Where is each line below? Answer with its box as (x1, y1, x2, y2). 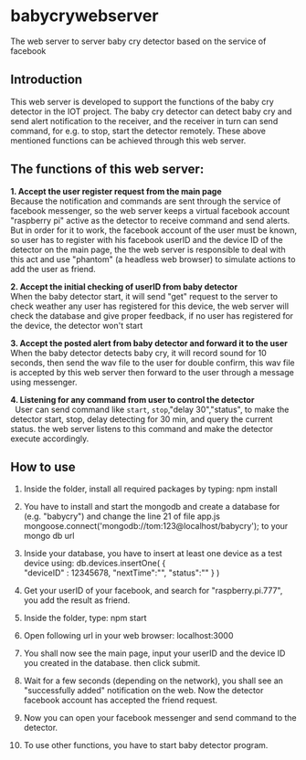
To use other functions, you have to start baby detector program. (23, 740, 269, 751)
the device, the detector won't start (10, 320, 143, 331)
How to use (10, 459, 76, 475)
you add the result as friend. (23, 595, 131, 606)
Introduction (10, 72, 83, 88)
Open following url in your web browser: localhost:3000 (23, 630, 234, 641)
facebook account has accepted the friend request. (23, 695, 218, 706)
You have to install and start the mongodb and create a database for (23, 501, 280, 512)
